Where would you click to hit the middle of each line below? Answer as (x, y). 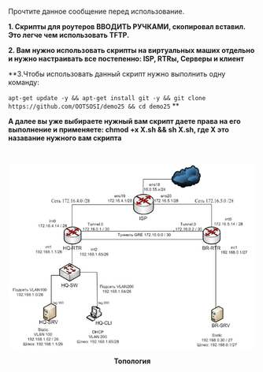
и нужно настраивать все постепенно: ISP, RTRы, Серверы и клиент (126, 59)
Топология (132, 361)
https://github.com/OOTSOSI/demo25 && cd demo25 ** (94, 106)
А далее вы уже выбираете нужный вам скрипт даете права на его (124, 121)
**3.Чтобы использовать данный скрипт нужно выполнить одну (117, 74)
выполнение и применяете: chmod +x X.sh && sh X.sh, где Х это (119, 130)
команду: (24, 82)
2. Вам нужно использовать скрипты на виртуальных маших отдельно (131, 50)
